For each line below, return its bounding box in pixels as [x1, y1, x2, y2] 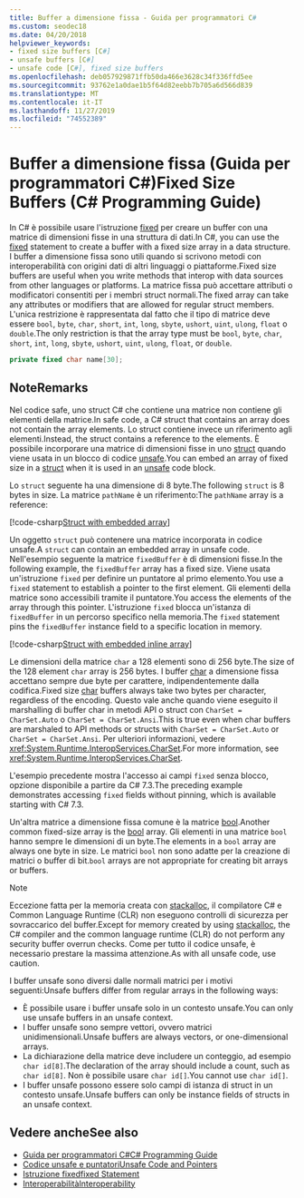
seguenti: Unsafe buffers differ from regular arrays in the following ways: [9, 985, 279, 996]
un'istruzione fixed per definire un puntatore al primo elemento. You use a [9, 572, 284, 583]
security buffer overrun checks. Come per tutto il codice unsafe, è [9, 938, 256, 949]
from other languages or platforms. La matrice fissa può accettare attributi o [9, 280, 293, 291]
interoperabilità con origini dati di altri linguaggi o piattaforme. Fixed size [9, 260, 277, 272]
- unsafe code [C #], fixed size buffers [9, 64, 165, 73]
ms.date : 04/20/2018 [9, 30, 88, 39]
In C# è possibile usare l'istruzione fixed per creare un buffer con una [9, 222, 269, 233]
